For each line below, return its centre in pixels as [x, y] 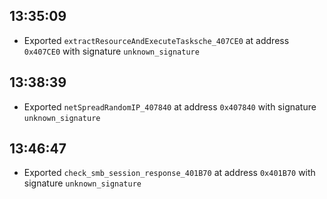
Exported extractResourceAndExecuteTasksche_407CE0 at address [156, 40]
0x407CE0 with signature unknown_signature [111, 51]
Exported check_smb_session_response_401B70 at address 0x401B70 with [169, 173]
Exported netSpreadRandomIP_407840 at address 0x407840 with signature [170, 106]
